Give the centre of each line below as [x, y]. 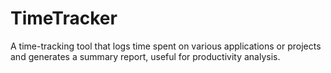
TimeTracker [64, 18]
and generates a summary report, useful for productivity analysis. [145, 56]
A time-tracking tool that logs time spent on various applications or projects [166, 46]
